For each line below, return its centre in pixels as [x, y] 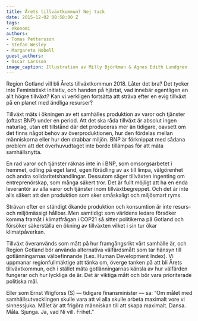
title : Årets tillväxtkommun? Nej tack [56, 12]
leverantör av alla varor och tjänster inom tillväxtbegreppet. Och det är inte [97, 189]
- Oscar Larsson [26, 61]
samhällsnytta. [24, 152]
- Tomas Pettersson [30, 39]
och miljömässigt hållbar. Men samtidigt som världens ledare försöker [91, 213]
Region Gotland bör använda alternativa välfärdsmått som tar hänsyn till [94, 250]
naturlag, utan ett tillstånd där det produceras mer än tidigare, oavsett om [96, 127]
